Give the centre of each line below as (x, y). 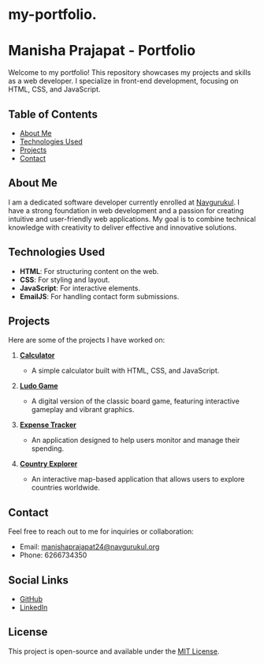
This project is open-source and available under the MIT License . (114, 651)
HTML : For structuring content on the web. (89, 271)
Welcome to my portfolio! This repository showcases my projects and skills (130, 73)
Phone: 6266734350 (53, 555)
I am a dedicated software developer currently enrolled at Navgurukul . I (124, 202)
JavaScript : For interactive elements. (80, 288)
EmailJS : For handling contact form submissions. (99, 296)
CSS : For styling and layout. (65, 279)
